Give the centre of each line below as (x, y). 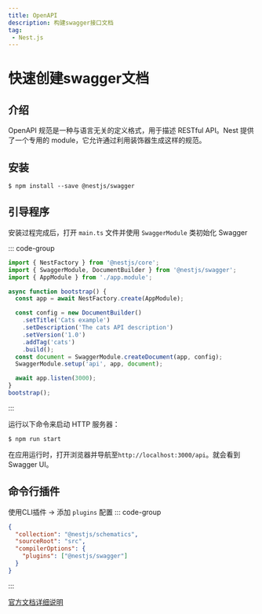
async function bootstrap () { (58, 292)
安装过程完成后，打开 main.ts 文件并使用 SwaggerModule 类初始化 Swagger (128, 232)
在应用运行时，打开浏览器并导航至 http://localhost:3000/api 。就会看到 (124, 454)
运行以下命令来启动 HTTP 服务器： (64, 424)
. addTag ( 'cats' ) (49, 342)
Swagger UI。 (31, 464)
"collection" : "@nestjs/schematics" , (77, 534)
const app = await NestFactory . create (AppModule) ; (100, 299)
